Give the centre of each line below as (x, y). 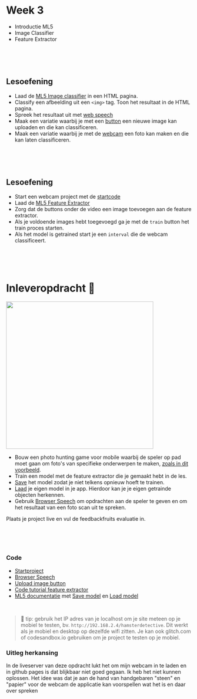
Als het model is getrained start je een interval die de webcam (91, 234)
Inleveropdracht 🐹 (51, 288)
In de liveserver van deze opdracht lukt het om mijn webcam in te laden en (96, 666)
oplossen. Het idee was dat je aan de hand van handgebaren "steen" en (93, 678)
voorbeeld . (28, 470)
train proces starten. (39, 228)
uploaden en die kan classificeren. (56, 127)
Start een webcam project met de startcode (67, 196)
